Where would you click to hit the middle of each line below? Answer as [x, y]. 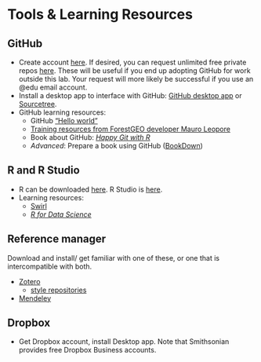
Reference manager [57, 239]
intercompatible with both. [50, 266]
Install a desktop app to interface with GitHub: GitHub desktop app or [130, 95]
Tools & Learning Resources [100, 15]
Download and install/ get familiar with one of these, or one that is [114, 258]
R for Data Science [61, 214]
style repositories [58, 290]
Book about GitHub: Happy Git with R [90, 137]
